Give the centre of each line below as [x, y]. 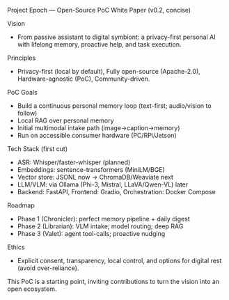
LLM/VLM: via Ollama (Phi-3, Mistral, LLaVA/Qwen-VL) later [103, 184]
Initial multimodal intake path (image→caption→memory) [98, 128]
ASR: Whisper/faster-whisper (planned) [74, 162]
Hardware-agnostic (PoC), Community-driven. [84, 79]
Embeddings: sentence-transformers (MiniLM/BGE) [91, 169]
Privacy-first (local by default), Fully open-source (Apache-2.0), [109, 71]
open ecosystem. [32, 289]
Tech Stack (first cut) [38, 149]
